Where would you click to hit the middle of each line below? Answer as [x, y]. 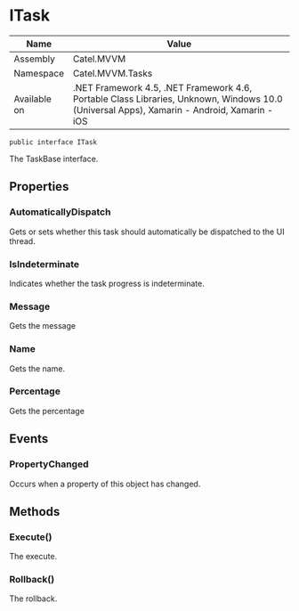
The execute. [33, 557]
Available [32, 99]
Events [29, 439]
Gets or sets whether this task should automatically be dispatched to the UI [147, 232]
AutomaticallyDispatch [60, 212]
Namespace [39, 73]
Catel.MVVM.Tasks [113, 73]
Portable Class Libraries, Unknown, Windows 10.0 [178, 99]
